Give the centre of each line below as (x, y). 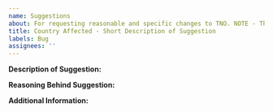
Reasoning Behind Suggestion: (62, 85)
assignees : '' (32, 46)
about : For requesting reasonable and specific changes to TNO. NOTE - (132, 24)
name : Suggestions (39, 16)
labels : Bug (28, 39)
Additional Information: (49, 101)
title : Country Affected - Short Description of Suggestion (113, 31)
